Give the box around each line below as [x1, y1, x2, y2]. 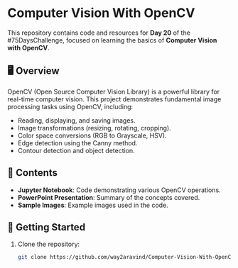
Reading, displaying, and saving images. [17, 116, 136, 125]
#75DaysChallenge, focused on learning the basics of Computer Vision [7, 35, 217, 44]
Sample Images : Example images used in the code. [17, 201, 168, 209]
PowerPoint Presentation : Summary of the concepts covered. [17, 193, 200, 201]
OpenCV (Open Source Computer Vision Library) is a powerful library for [7, 87, 220, 96]
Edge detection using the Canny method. [17, 138, 138, 147]
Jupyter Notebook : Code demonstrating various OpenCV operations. [17, 186, 222, 194]
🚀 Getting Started [7, 221, 86, 233]
